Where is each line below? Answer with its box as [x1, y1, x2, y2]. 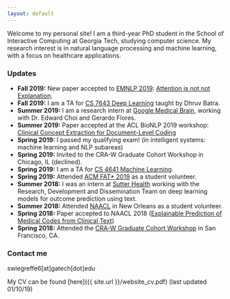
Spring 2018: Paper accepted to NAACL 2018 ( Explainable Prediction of [17, 209, 222, 217]
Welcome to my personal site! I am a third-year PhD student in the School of [7, 29, 224, 37]
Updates [7, 69, 37, 78]
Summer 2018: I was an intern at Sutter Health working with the [17, 179, 200, 188]
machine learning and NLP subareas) [17, 143, 123, 151]
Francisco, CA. [17, 231, 60, 239]
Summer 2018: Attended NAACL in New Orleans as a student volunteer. [17, 201, 223, 210]
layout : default [7, 10, 54, 17]
